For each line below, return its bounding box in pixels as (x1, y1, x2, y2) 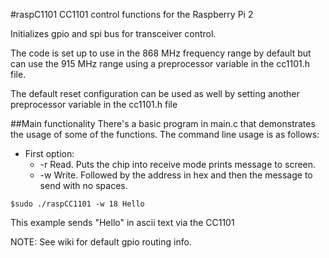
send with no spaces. (39, 180, 128, 191)
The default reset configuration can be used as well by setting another (10, 88, 300, 99)
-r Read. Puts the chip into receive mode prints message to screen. (39, 159, 317, 170)
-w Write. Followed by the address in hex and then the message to (39, 169, 313, 181)
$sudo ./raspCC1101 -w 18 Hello (10, 199, 145, 209)
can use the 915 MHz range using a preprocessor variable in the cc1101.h (10, 58, 311, 69)
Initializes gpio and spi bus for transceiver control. (10, 28, 217, 39)
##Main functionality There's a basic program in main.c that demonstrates (10, 118, 316, 129)
